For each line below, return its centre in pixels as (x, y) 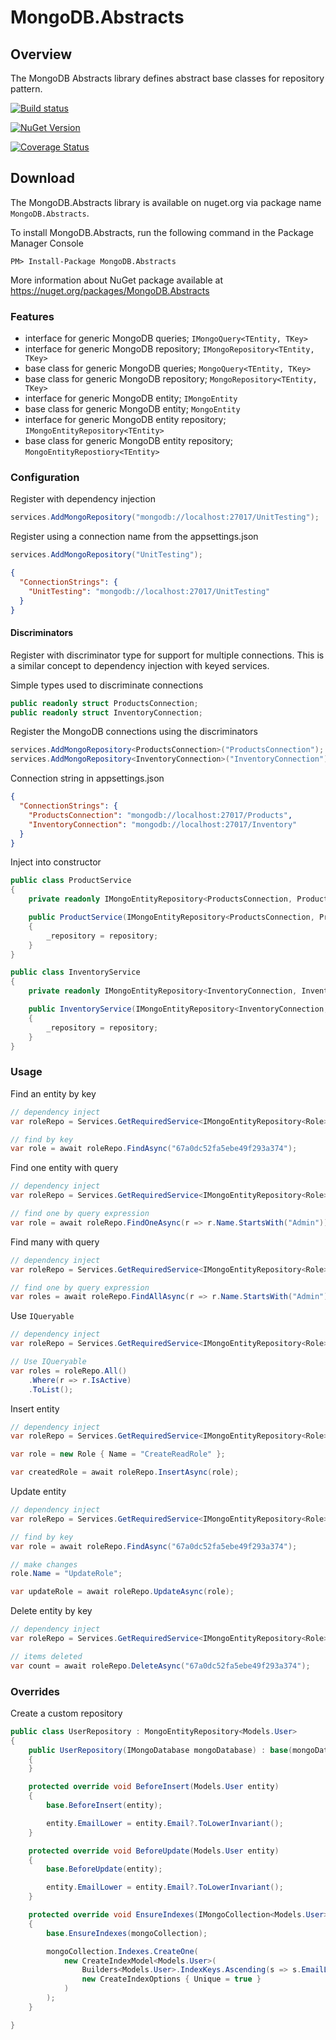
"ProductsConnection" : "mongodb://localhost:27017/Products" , (160, 815)
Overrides (35, 1691)
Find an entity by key (53, 1093)
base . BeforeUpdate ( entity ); (104, 1869)
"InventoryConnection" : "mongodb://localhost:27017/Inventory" (163, 824)
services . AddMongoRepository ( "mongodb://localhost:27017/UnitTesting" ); (165, 517)
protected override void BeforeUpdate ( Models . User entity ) (154, 1851)
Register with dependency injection (83, 499)
